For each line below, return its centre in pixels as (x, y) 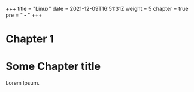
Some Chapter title (53, 67)
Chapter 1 (30, 39)
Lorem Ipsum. (23, 83)
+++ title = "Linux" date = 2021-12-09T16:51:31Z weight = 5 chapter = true (97, 9)
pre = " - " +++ (24, 15)
